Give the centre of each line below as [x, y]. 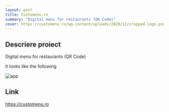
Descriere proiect [33, 44]
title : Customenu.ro [27, 15]
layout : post [19, 10]
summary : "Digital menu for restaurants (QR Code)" [60, 19]
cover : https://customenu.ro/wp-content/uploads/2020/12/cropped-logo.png [85, 24]
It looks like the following [31, 67]
